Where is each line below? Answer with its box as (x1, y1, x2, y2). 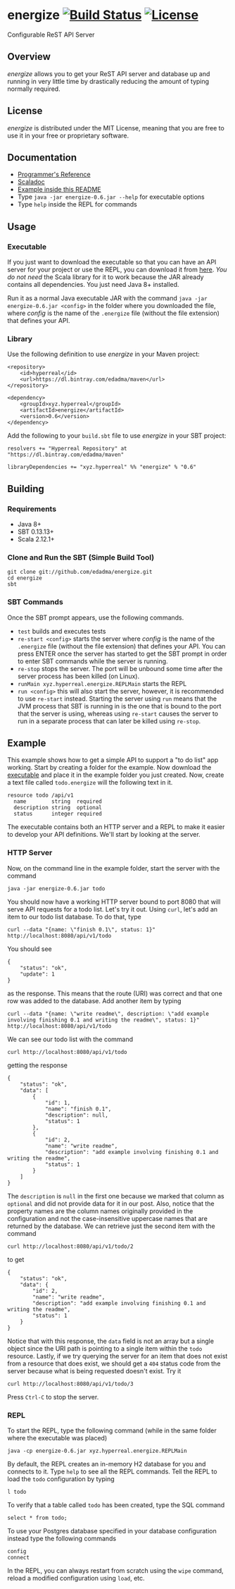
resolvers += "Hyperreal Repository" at (7, 445, 128, 453)
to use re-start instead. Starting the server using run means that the (17, 694, 217, 703)
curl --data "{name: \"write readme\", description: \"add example (7, 1010, 210, 1017)
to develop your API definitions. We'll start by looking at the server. (7, 830, 201, 839)
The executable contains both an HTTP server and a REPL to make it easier (7, 823, 225, 831)
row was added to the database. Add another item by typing (7, 996, 182, 1005)
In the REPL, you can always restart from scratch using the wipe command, (7, 1566, 224, 1575)
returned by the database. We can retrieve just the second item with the (7, 1222, 216, 1230)
